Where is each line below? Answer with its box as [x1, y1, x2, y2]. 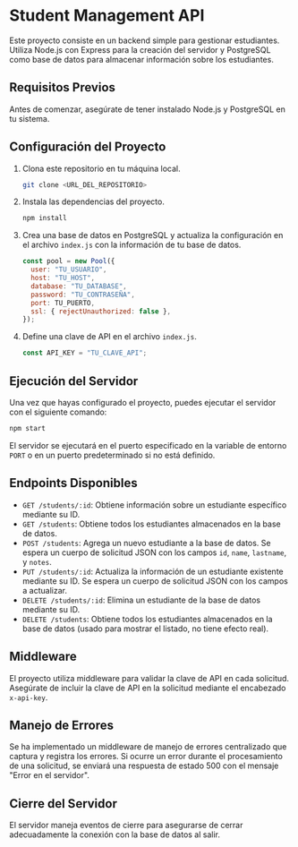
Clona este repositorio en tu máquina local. [21, 163, 181, 174]
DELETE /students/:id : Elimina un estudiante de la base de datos [21, 595, 261, 605]
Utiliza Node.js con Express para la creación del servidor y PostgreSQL [9, 44, 271, 55]
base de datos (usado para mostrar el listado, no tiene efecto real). [21, 623, 269, 634]
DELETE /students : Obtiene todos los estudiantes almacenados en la [21, 613, 273, 624]
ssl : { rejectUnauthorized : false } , [30, 306, 172, 316]
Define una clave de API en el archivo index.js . [21, 331, 197, 342]
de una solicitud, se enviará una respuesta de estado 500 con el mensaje [9, 760, 279, 771]
